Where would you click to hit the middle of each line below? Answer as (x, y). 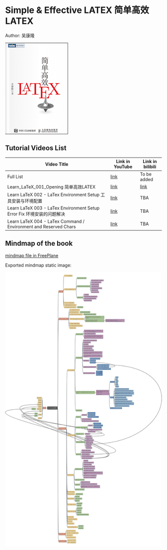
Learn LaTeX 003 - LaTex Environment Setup (53, 208)
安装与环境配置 (27, 201)
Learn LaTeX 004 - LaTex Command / (46, 221)
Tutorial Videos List (36, 148)
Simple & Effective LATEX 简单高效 (77, 10)
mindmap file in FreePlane (32, 255)
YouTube (123, 167)
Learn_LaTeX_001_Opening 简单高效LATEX (51, 186)
